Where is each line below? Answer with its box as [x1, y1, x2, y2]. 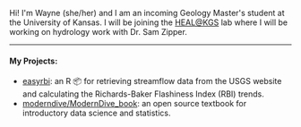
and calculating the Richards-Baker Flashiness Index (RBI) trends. [21, 89, 264, 99]
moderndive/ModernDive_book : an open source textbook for [21, 98, 247, 109]
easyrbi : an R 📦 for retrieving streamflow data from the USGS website [21, 76, 282, 87]
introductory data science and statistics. [21, 107, 171, 119]
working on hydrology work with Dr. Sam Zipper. [9, 27, 188, 37]
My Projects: [9, 55, 58, 66]
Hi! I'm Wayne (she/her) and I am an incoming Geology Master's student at [9, 8, 285, 18]
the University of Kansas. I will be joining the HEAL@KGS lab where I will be [9, 17, 288, 28]
